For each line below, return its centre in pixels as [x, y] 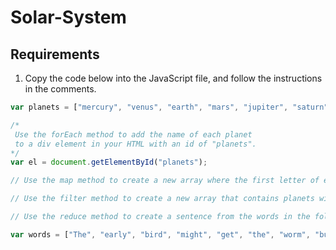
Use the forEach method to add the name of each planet [133, 134]
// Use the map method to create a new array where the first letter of [165, 181]
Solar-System [68, 17]
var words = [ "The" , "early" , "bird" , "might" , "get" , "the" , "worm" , [160, 234]
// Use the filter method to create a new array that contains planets [162, 199]
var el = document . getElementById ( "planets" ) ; [109, 162]
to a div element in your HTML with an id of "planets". [135, 144]
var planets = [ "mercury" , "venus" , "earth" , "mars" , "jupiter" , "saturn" [169, 107]
